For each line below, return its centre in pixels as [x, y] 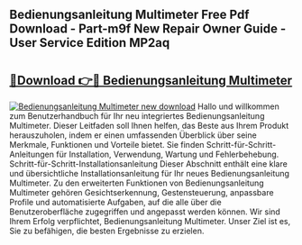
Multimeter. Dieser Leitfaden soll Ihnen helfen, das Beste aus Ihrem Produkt [149, 126]
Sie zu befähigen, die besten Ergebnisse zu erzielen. [107, 231]
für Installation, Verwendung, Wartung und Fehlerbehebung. [167, 154]
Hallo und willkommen [238, 106]
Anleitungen [32, 154]
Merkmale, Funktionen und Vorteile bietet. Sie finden [107, 145]
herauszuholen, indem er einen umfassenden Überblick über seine [133, 135]
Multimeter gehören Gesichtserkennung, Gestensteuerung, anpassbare [142, 192]
